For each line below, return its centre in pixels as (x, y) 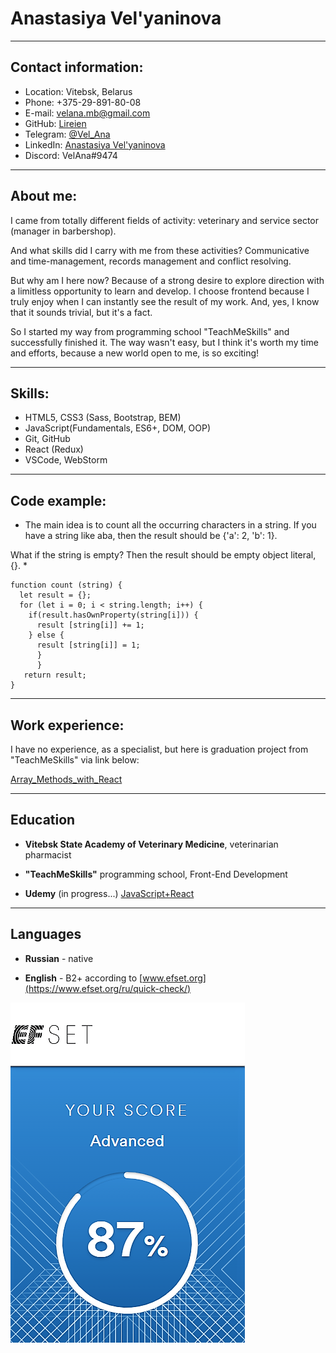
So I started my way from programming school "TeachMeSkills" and (150, 331)
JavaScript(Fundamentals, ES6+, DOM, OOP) (118, 428)
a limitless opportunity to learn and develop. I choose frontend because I (160, 291)
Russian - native (59, 958)
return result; (55, 675)
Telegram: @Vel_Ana (67, 134)
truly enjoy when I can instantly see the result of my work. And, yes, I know (165, 301)
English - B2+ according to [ (83, 978)
